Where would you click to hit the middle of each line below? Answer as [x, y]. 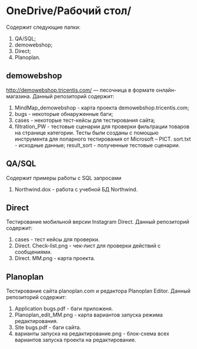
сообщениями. [33, 252]
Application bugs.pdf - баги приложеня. [64, 309]
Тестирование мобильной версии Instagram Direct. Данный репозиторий [98, 222]
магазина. [19, 96]
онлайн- [166, 90]
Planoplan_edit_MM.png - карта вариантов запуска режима [89, 315]
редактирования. [36, 321]
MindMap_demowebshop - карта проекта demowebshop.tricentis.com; [102, 108]
